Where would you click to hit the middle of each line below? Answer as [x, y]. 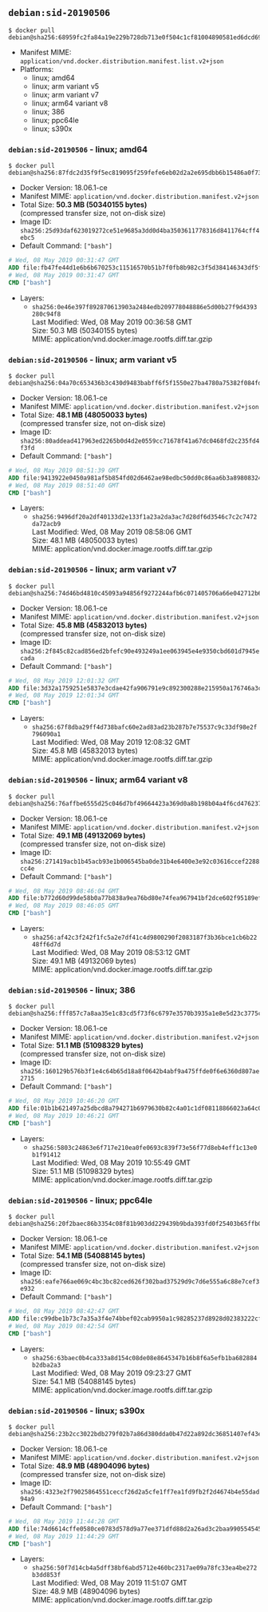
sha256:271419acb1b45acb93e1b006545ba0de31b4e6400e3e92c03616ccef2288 [140, 862]
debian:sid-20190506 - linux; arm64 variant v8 [98, 780]
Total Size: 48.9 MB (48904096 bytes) [85, 1466]
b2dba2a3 [46, 1365]
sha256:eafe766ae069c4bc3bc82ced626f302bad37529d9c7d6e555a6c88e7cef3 [140, 1282]
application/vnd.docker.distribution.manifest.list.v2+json [122, 61]
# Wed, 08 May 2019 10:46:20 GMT [64, 1101]
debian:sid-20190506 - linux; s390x [77, 1411]
